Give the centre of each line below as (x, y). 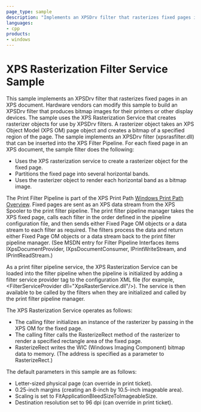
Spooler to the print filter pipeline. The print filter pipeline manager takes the (100, 211)
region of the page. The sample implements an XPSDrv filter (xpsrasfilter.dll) (100, 137)
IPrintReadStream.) (30, 255)
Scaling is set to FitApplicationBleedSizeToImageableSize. (86, 396)
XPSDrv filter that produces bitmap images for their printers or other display (100, 111)
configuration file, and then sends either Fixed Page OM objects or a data (97, 223)
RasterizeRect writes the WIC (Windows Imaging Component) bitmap (100, 347)
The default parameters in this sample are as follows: (71, 371)
